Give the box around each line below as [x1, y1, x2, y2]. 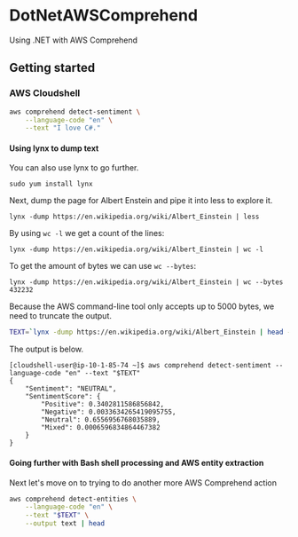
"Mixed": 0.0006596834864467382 [41, 423, 161, 432]
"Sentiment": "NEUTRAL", [25, 384, 117, 393]
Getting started [9, 60, 96, 75]
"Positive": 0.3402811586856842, [41, 400, 165, 409]
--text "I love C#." [25, 123, 101, 133]
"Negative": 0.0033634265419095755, [41, 407, 176, 417]
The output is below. [9, 344, 84, 355]
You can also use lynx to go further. [9, 162, 139, 173]
